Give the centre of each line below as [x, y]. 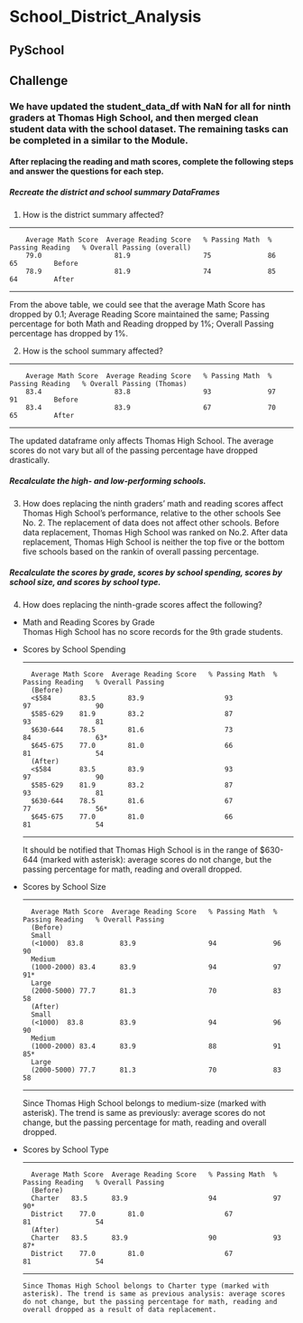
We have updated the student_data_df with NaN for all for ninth [150, 106]
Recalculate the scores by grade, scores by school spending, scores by [146, 572]
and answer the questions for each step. [87, 171]
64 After [42, 279]
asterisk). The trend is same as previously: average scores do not [144, 1113]
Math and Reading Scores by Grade [88, 622]
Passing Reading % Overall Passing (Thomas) [98, 384]
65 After [42, 416]
